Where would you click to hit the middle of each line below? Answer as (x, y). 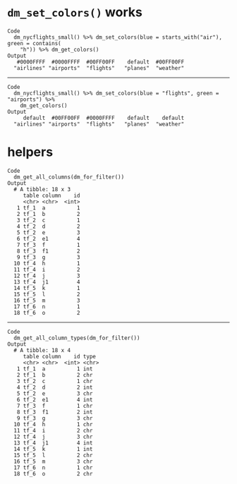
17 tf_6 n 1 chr (53, 467)
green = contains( (34, 43)
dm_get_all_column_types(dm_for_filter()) (77, 338)
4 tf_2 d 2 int (55, 387)
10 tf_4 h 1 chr (53, 424)
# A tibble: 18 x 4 (42, 350)
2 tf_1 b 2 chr (55, 375)
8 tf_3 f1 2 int (55, 412)
